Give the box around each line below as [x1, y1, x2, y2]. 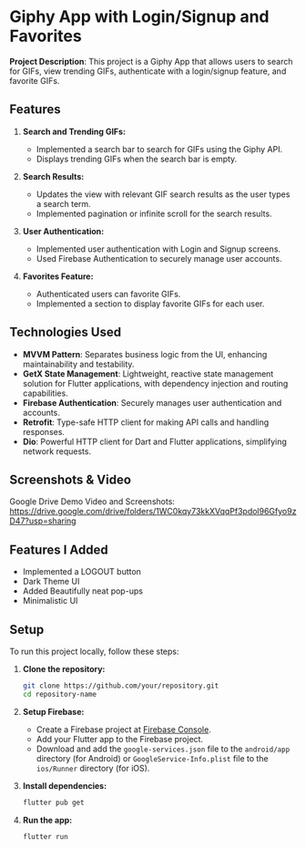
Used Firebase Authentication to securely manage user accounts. [36, 253, 282, 264]
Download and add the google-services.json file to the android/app [36, 743, 291, 754]
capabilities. [22, 388, 68, 399]
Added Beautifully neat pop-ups [22, 585, 144, 596]
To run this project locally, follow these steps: [9, 646, 179, 657]
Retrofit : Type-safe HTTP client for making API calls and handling [22, 417, 270, 428]
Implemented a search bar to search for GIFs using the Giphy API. [36, 143, 283, 154]
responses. [22, 426, 66, 437]
